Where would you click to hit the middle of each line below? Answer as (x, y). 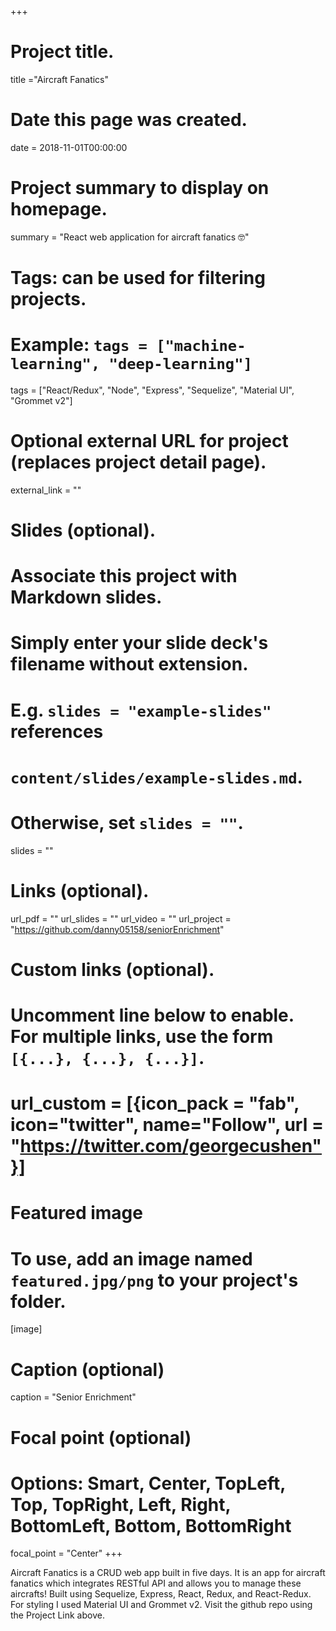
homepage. (59, 209)
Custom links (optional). (112, 969)
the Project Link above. (57, 1615)
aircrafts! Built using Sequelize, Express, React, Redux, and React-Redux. (161, 1594)
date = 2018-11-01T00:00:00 (69, 147)
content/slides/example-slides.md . (156, 777)
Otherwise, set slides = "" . (127, 823)
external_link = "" (46, 490)
